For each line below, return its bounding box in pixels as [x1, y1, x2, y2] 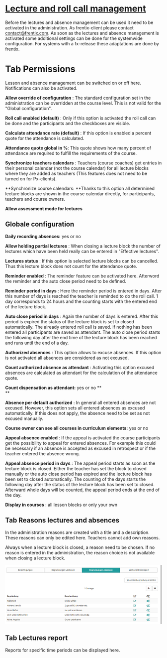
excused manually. [5, 415, 44, 421]
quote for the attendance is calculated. [5, 135, 84, 141]
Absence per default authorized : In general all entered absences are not [5, 399, 156, 405]
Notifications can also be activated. [5, 85, 78, 91]
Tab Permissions [5, 63, 76, 75]
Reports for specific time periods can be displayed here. [5, 647, 120, 653]
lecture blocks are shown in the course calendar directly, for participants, [5, 190, 155, 197]
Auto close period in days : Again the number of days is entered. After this [5, 313, 159, 319]
